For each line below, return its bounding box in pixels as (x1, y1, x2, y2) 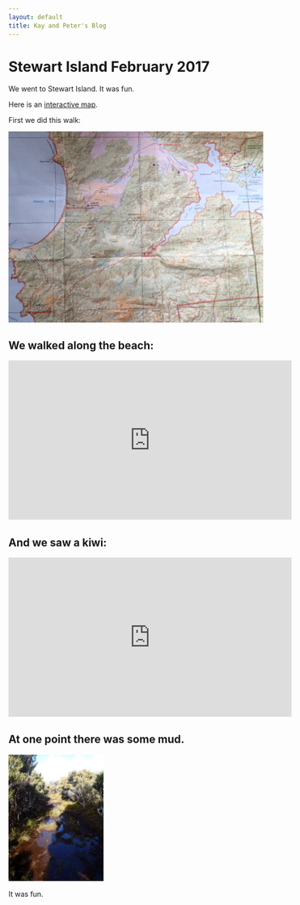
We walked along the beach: (8, 338, 154, 352)
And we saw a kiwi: (8, 535, 108, 549)
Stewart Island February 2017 (8, 57, 210, 76)
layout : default (8, 13, 63, 21)
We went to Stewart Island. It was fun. (8, 84, 135, 94)
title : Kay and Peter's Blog (8, 21, 107, 30)
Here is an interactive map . (8, 99, 99, 109)
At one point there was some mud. (8, 733, 185, 746)
